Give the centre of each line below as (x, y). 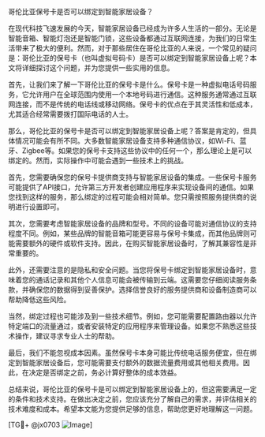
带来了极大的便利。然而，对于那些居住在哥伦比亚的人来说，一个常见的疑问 (136, 48)
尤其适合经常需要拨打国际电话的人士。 (70, 114)
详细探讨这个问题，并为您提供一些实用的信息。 (98, 68)
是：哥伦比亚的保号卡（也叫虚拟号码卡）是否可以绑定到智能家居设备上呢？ (129, 58)
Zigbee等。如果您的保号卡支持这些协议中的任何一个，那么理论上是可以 (137, 151)
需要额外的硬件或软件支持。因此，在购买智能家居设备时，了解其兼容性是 (132, 243)
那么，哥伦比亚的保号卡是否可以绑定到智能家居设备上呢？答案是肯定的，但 (129, 131)
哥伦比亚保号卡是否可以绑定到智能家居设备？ (81, 11)
